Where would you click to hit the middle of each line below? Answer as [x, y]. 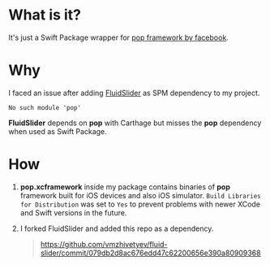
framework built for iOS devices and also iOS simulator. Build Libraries [140, 195]
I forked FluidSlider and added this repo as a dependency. [117, 228]
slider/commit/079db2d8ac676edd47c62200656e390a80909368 [150, 253]
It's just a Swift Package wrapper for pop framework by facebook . [118, 37]
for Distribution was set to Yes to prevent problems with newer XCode [140, 204]
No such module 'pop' [45, 107]
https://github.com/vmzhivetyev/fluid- [104, 244]
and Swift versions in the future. [73, 212]
